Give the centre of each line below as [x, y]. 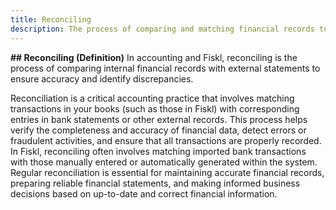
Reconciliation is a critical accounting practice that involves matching [152, 98]
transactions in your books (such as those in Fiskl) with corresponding [155, 108]
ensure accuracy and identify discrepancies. [102, 78]
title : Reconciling [51, 19]
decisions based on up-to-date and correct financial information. [144, 193]
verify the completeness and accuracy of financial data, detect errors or [158, 130]
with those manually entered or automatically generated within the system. [164, 162]
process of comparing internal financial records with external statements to [165, 68]
